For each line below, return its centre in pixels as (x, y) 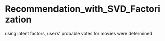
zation (18, 20)
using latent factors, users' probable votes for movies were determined (78, 33)
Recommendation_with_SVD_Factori (83, 9)
